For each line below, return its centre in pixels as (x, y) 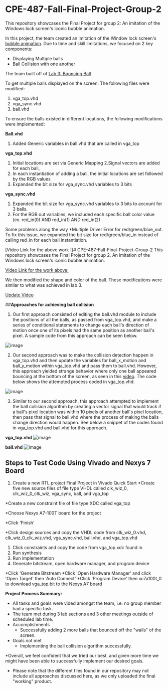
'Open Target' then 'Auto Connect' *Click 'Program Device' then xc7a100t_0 (83, 578)
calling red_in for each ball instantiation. (46, 240)
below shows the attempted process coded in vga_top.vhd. (73, 382)
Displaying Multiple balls (38, 58)
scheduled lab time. (33, 619)
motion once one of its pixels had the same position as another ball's (83, 330)
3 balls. (20, 209)
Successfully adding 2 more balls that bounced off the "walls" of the (91, 630)
